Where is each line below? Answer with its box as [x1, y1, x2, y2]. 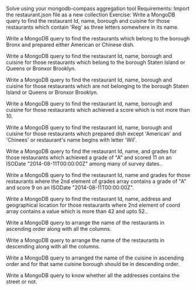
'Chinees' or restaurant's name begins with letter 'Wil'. [6, 137, 137, 143]
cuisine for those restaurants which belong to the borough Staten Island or [6, 59, 185, 66]
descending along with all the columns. [6, 243, 101, 250]
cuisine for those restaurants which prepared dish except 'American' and [6, 130, 181, 137]
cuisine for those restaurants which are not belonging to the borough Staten [6, 83, 189, 90]
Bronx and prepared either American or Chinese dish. [6, 41, 135, 48]
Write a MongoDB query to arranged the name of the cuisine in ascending [6, 254, 184, 261]
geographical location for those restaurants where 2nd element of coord [6, 202, 180, 209]
